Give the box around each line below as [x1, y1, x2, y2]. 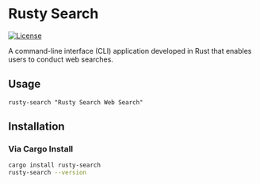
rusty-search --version [8, 169, 87, 177]
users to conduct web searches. [8, 54, 113, 64]
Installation [8, 120, 65, 133]
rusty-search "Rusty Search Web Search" [8, 98, 144, 107]
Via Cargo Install [8, 144, 74, 155]
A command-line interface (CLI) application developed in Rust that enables [8, 46, 252, 55]
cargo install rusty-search [8, 161, 101, 170]
